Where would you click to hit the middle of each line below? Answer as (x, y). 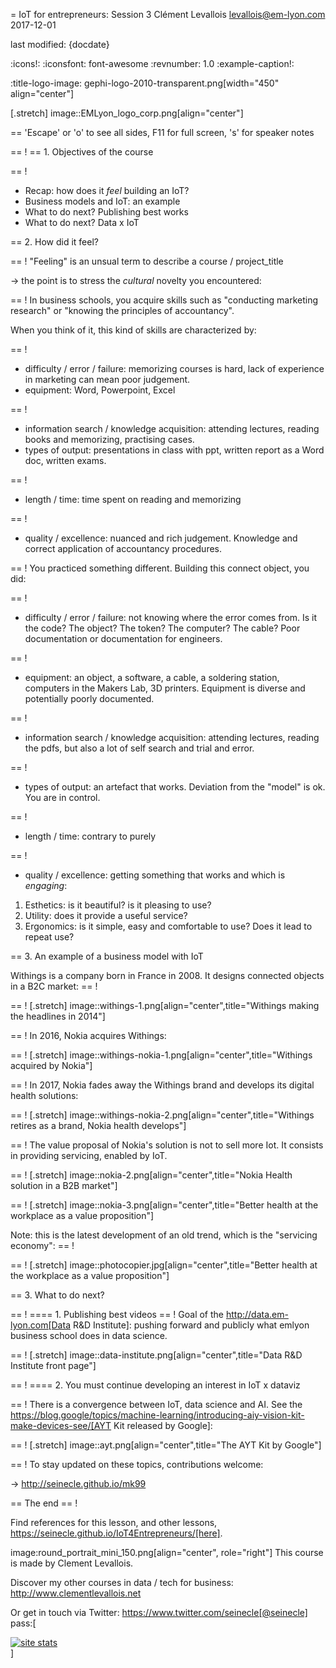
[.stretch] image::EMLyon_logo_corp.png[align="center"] (127, 113)
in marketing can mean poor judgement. (107, 379)
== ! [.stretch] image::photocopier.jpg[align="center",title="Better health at (164, 1265)
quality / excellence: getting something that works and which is (155, 875)
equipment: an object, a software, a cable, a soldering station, (152, 677)
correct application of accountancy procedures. (123, 548)
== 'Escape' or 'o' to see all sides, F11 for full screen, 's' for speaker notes (162, 132)
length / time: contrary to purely (90, 836)
